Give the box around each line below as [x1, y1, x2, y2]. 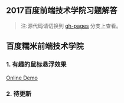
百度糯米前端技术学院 [6, 41, 84, 51]
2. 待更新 [6, 90, 32, 98]
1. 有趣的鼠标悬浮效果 [6, 61, 67, 69]
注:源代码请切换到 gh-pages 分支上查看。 [20, 22, 122, 29]
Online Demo [6, 74, 38, 81]
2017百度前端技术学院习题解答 [6, 5, 118, 16]
